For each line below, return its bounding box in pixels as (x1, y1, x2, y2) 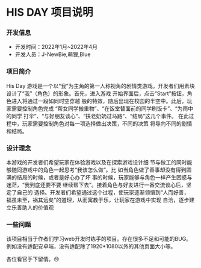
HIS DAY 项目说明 (6, 5, 93, 19)
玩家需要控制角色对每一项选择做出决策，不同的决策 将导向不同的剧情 (22, 120, 193, 127)
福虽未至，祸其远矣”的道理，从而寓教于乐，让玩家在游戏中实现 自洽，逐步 (6, 196, 190, 204)
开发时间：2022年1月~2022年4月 (14, 43, 98, 51)
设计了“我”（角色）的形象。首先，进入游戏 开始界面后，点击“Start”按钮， (6, 90, 188, 97)
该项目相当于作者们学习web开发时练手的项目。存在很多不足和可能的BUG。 (6, 235, 191, 243)
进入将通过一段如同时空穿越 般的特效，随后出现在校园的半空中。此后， (11, 97, 187, 104)
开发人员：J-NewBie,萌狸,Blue (14, 51, 91, 58)
